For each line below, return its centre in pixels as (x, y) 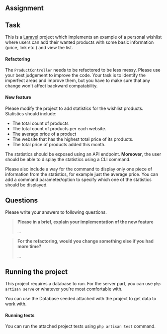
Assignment (24, 8)
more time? (29, 247)
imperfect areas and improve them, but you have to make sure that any (78, 81)
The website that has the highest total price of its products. (73, 139)
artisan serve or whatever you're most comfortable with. (64, 289)
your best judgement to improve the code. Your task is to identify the (75, 75)
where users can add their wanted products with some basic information (80, 42)
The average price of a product (44, 134)
